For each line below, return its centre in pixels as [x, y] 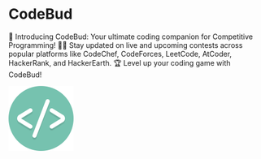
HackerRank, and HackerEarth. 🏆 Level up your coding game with [120, 62]
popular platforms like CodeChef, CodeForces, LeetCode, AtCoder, [120, 54]
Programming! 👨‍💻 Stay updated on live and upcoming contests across [126, 45]
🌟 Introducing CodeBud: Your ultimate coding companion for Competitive [131, 37]
